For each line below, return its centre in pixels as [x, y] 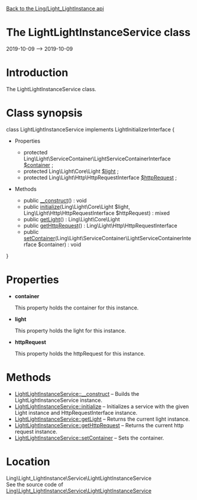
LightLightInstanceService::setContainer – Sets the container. [89, 438]
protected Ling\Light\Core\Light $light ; [71, 171]
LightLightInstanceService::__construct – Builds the [77, 393]
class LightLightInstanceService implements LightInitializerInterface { [91, 129]
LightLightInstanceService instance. [58, 400]
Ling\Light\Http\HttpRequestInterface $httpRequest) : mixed [97, 213]
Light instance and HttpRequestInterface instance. [76, 412]
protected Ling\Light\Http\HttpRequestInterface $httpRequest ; [100, 178]
